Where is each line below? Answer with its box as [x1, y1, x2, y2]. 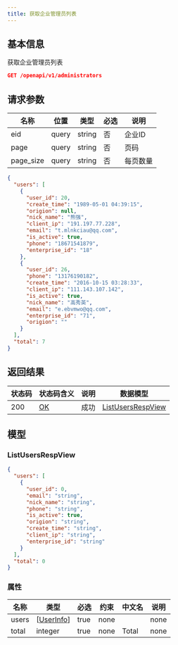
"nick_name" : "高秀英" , [25, 299, 93, 306]
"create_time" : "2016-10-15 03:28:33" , [25, 280, 143, 287]
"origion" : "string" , [25, 518, 90, 525]
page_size [11, 156, 44, 165]
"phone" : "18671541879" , [25, 240, 99, 247]
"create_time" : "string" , [25, 525, 102, 532]
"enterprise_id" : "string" [25, 538, 106, 545]
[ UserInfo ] [36, 614, 70, 624]
